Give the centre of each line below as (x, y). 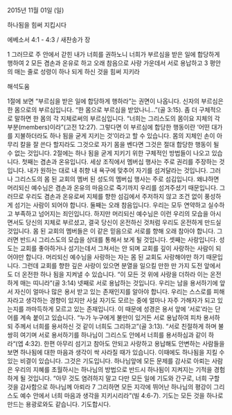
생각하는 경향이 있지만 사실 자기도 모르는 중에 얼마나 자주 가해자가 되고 (121, 300)
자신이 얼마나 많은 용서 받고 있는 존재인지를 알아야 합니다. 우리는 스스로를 (113, 292)
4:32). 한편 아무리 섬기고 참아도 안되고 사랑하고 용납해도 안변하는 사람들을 (125, 344)
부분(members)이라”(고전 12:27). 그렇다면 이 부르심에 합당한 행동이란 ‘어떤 (108, 127)
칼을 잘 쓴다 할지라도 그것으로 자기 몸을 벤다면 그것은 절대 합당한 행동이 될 (119, 144)
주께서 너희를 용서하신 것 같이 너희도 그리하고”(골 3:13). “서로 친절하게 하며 (115, 326)
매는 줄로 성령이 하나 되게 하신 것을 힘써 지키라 (77, 72)
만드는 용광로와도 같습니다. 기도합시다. (59, 404)
